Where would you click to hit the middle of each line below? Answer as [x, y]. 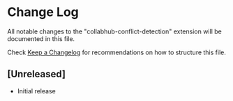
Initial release [36, 91]
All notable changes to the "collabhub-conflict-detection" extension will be [114, 31]
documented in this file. [41, 38]
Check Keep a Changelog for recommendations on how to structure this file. [117, 52]
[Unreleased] [37, 74]
